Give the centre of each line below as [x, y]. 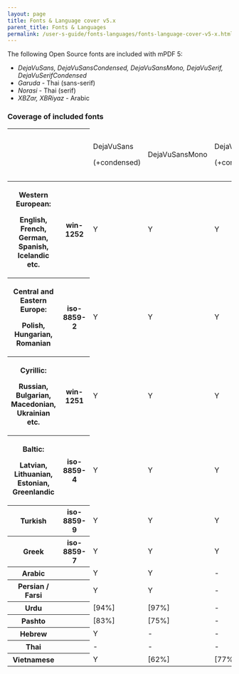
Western [33, 195]
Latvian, [33, 465]
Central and [33, 291]
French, [33, 229]
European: [33, 204]
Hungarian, [33, 334]
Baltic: [33, 450]
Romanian [33, 343]
